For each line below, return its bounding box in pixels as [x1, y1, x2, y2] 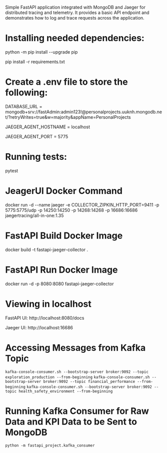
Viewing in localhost [5, 298, 91, 310]
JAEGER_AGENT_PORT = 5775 [5, 133, 68, 139]
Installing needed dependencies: [5, 33, 145, 44]
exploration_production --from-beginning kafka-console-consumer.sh [5, 374, 150, 380]
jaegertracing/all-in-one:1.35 [5, 212, 64, 218]
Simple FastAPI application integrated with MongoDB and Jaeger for [5, 5, 146, 10]
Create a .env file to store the [5, 76, 128, 88]
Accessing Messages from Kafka [5, 342, 146, 353]
